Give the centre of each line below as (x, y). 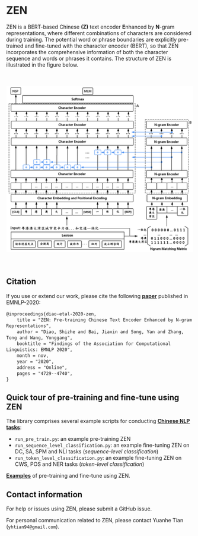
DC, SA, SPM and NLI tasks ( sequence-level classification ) (87, 452)
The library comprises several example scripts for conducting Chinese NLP (98, 421)
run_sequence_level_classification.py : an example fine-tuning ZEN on (102, 445)
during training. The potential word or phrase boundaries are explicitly (92, 39)
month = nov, (33, 355)
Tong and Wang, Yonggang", (39, 338)
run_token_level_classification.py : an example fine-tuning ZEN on (98, 458)
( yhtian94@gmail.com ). (33, 526)
